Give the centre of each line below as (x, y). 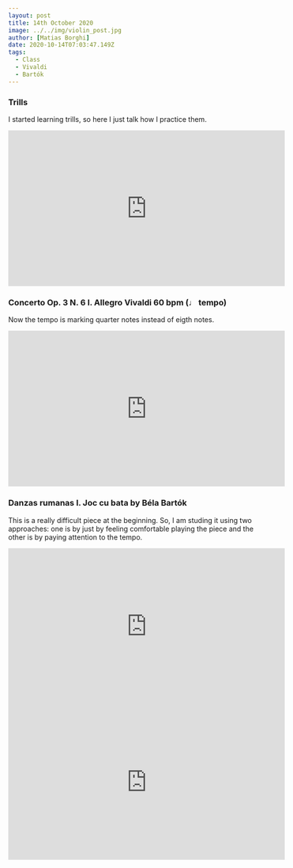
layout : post (30, 15)
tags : (17, 52)
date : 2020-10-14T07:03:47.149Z (61, 45)
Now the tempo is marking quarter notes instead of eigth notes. (111, 320)
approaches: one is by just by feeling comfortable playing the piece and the (131, 529)
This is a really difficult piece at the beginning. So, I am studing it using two (130, 520)
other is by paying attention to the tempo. (75, 537)
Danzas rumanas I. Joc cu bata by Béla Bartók (98, 503)
